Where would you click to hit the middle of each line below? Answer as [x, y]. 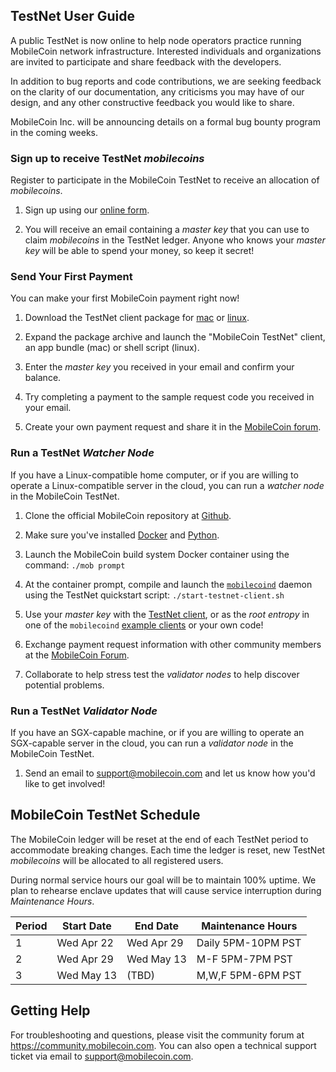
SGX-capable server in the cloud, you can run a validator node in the [152, 743]
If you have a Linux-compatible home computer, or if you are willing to [154, 475]
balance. [43, 378]
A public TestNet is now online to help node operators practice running [156, 40]
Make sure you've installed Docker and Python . [122, 535]
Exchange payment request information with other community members [173, 644]
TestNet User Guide [73, 16]
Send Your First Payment [71, 277]
